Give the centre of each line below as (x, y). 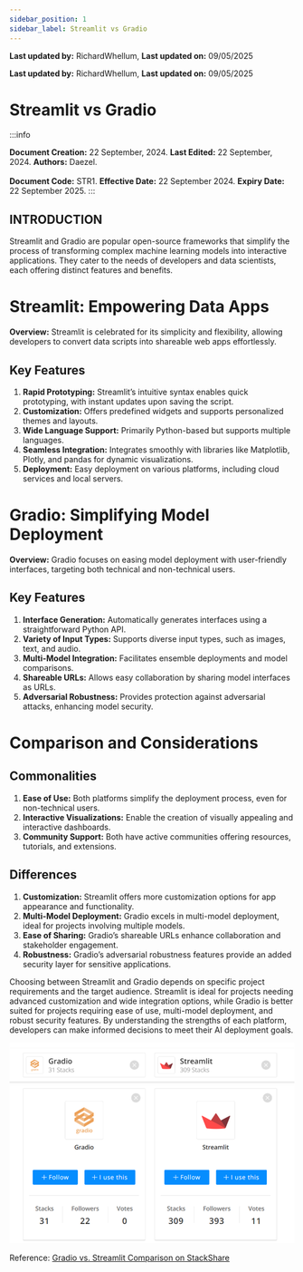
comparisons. (48, 667)
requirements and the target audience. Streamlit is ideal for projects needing (151, 991)
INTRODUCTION (56, 219)
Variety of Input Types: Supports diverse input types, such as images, (154, 638)
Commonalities (53, 777)
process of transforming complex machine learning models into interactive (148, 251)
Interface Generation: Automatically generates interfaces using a (145, 619)
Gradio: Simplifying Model (109, 515)
